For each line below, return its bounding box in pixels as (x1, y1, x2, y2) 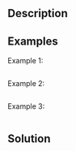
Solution (7, 132, 51, 146)
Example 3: (7, 101, 45, 111)
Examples (7, 34, 58, 48)
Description (7, 6, 68, 20)
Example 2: (7, 79, 45, 88)
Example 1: (7, 56, 44, 65)
